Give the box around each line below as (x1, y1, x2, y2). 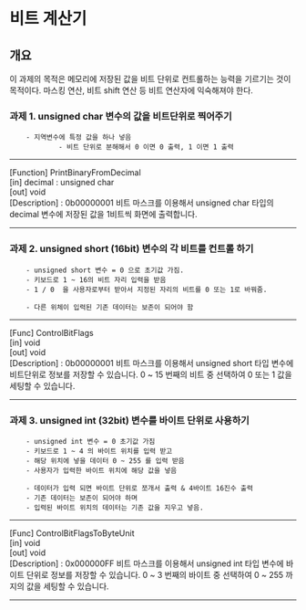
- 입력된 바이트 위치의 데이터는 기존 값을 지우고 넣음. (25, 503, 204, 512)
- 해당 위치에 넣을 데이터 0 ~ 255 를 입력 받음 (25, 456, 185, 466)
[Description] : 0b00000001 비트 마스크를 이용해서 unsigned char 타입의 (9, 197, 275, 208)
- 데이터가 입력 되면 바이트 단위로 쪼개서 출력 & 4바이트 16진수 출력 (25, 483, 253, 493)
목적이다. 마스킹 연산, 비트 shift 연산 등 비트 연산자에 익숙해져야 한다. (9, 85, 253, 96)
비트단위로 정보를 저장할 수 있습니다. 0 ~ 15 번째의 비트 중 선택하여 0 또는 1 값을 (9, 369, 293, 380)
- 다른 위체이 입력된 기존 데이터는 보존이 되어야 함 (25, 302, 194, 311)
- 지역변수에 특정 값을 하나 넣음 (25, 133, 132, 142)
